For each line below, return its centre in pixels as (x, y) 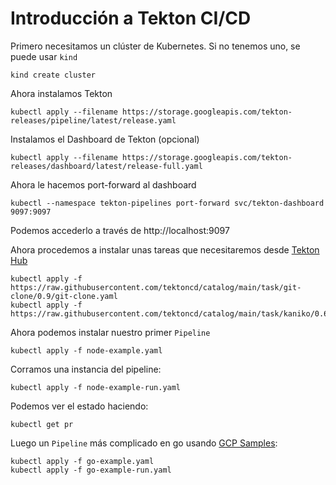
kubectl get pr (42, 424)
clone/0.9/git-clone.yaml (64, 296)
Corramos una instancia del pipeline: (86, 369)
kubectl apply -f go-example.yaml (82, 461)
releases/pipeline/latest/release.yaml (93, 120)
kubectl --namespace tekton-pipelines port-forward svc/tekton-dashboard (167, 203)
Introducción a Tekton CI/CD (131, 18)
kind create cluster (53, 75)
